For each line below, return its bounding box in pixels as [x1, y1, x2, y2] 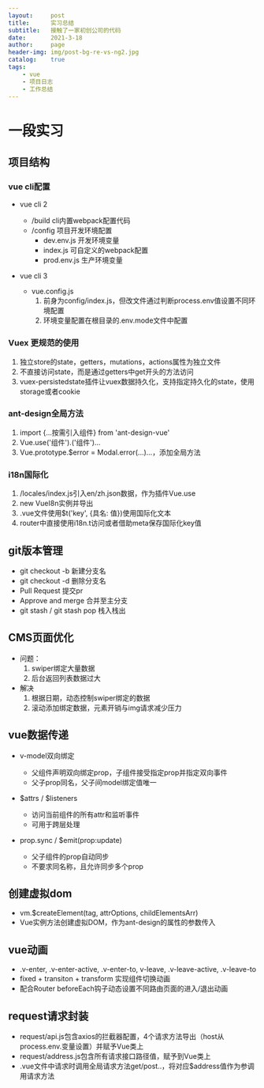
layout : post [8, 11, 65, 20]
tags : [8, 63, 26, 71]
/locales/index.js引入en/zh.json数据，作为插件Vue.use [19, 489, 196, 498]
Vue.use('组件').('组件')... [19, 437, 101, 447]
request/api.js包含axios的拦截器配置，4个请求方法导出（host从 [19, 1032, 225, 1041]
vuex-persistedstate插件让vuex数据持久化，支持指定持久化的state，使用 [19, 376, 255, 386]
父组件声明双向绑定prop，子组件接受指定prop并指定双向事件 [31, 768, 228, 777]
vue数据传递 [8, 728, 69, 742]
